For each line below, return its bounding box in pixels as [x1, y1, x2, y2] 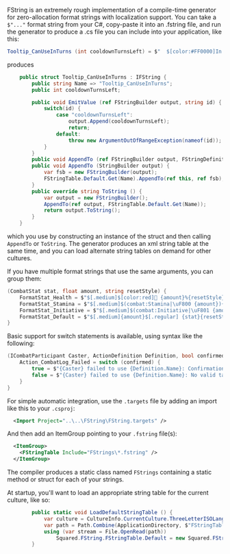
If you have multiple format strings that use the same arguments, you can [7, 267, 214, 275]
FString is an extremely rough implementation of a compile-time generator [7, 6, 217, 14]
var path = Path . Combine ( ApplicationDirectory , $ [43, 522, 188, 529]
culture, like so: [7, 496, 50, 504]
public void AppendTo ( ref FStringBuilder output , [31, 156, 179, 163]
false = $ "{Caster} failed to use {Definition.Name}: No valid [31, 371, 216, 379]
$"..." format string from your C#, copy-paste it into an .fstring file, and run [7, 21, 221, 28]
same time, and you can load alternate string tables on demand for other [7, 247, 212, 255]
